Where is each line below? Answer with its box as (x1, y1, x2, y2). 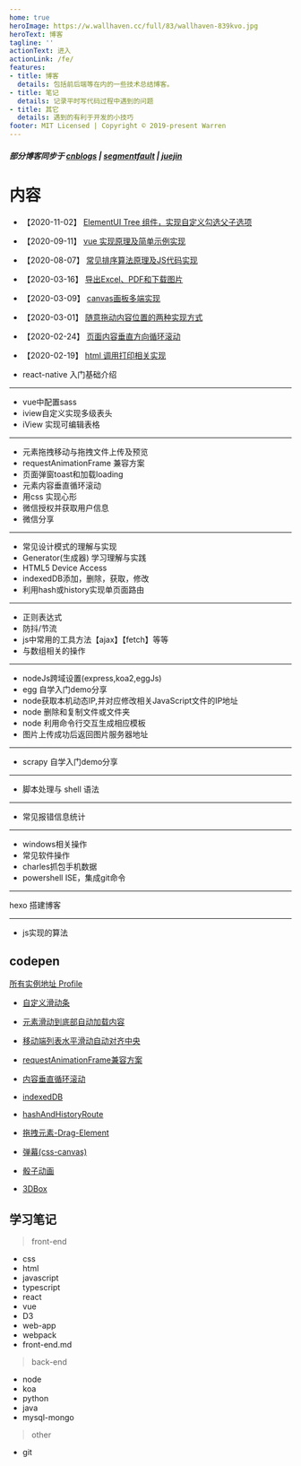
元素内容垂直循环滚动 (21, 480, 101, 490)
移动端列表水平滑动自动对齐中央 (21, 1036, 141, 1046)
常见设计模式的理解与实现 (21, 541, 117, 551)
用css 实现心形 (21, 490, 78, 502)
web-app (21, 1320, 56, 1332)
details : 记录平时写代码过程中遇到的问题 (17, 96, 154, 106)
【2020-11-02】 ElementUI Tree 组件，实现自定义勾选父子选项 (21, 216, 253, 227)
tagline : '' (9, 38, 54, 48)
